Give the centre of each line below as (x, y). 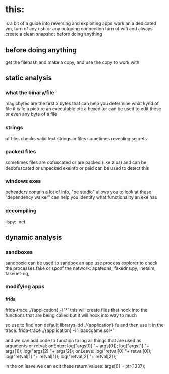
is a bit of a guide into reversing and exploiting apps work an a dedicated (81, 23)
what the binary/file (30, 93)
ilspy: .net (15, 222)
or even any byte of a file (31, 114)
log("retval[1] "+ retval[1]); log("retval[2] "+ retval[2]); (61, 357)
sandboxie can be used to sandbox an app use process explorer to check (81, 263)
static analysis (29, 78)
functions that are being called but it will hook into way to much (71, 315)
